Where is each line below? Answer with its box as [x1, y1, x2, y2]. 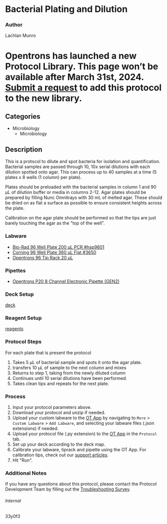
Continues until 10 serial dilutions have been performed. [12, 375, 127, 381]
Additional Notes [5, 470, 47, 477]
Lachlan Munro [5, 32, 36, 38]
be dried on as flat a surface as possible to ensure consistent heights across [5, 200, 162, 206]
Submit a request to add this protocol [5, 82, 162, 93]
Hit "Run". [12, 457, 33, 463]
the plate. [5, 205, 25, 211]
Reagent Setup [5, 315, 42, 322]
